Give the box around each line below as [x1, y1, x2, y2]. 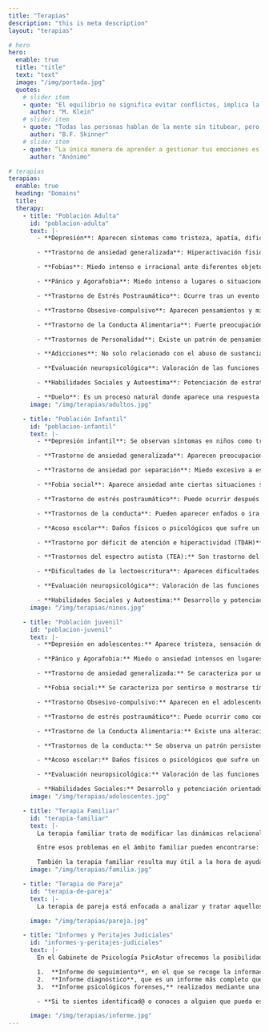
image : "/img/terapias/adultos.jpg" [29, 400, 152, 408]
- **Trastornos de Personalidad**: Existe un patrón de [37, 335, 227, 343]
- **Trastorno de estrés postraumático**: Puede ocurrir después [37, 495, 260, 503]
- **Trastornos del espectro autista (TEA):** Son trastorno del [37, 553, 260, 561]
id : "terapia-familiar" [29, 814, 110, 822]
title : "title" [15, 63, 66, 72]
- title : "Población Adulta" [22, 211, 120, 220]
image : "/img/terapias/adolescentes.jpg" [29, 793, 171, 801]
